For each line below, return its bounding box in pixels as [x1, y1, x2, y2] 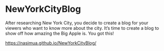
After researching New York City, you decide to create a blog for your [5, 20, 149, 26]
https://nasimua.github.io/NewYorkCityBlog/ [5, 40, 97, 46]
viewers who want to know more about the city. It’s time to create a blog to [5, 25, 159, 31]
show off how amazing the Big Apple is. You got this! [5, 30, 114, 36]
